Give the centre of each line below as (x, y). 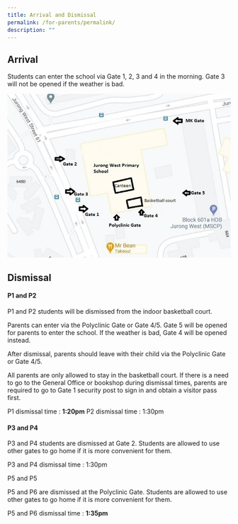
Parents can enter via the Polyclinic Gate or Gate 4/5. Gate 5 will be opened (117, 325)
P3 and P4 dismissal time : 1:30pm (57, 465)
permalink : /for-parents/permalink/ (61, 22)
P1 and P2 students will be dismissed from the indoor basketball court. (110, 311)
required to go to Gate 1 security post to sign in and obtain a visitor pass (112, 390)
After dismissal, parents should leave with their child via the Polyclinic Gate (117, 353)
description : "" (31, 30)
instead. (19, 340)
